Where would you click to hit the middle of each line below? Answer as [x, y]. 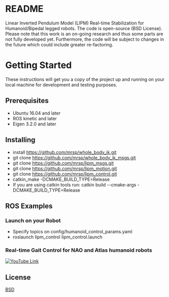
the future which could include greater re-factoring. [59, 44]
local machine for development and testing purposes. [61, 85]
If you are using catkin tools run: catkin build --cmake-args [74, 184]
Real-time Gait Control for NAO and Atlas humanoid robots [79, 250]
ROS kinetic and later [35, 118]
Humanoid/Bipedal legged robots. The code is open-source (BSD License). [84, 28]
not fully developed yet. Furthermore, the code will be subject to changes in [85, 39]
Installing [20, 140]
